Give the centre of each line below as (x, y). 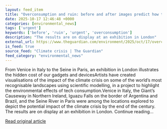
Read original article (26, 121)
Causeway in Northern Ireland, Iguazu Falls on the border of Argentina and (82, 96)
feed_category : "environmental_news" (44, 56)
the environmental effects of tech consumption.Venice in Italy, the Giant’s (80, 91)
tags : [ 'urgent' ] (23, 28)
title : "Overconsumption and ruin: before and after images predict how (82, 14)
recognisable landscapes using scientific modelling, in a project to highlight (82, 86)
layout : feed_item (24, 10)
